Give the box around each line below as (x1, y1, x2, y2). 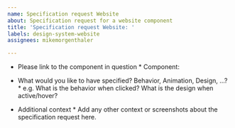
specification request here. (17, 113, 97, 122)
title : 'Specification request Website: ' (7, 23, 135, 31)
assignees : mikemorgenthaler (7, 37, 94, 44)
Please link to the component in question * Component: (17, 63, 180, 71)
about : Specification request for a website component (7, 17, 173, 24)
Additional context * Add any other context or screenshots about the (17, 105, 218, 114)
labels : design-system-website (7, 30, 100, 38)
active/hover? (17, 92, 58, 100)
